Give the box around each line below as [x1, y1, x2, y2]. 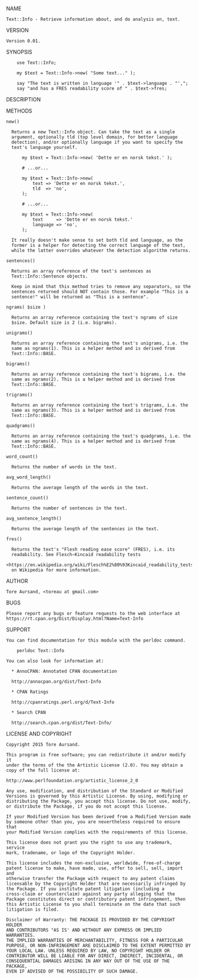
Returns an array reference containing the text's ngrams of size [11, 315, 178, 320]
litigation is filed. [6, 907, 60, 912]
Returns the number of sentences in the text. [11, 505, 128, 511]
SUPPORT [6, 626, 31, 633]
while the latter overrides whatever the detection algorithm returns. [11, 247, 192, 253]
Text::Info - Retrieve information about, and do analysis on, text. [6, 16, 181, 22]
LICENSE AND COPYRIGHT [6, 730, 72, 737]
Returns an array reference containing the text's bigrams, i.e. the [11, 371, 186, 377]
